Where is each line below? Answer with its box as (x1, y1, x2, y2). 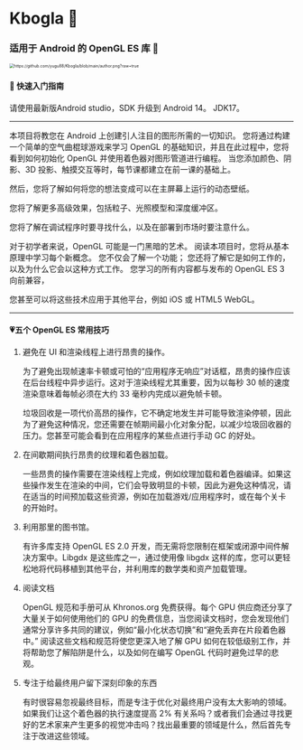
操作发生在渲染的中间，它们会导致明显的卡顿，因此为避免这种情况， (30, 479, 284, 491)
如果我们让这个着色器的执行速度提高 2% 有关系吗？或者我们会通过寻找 (22, 708, 285, 718)
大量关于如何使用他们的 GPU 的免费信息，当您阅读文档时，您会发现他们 (22, 613, 289, 623)
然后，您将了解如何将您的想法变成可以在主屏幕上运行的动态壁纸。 (9, 183, 254, 193)
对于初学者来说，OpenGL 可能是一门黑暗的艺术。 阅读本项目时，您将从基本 (9, 240, 289, 251)
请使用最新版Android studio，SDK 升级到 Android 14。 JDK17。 (9, 102, 245, 113)
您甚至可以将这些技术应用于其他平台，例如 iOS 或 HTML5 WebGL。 (9, 294, 260, 305)
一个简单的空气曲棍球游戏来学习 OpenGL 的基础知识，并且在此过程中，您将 (9, 141, 289, 152)
